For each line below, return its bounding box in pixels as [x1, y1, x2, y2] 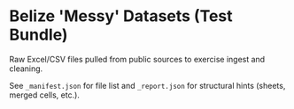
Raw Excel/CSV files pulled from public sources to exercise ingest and [9, 54, 266, 64]
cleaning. [9, 63, 43, 74]
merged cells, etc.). [9, 90, 80, 100]
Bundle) [9, 25, 68, 45]
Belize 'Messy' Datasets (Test [9, 6, 233, 26]
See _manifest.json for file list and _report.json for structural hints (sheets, [9, 80, 286, 91]
